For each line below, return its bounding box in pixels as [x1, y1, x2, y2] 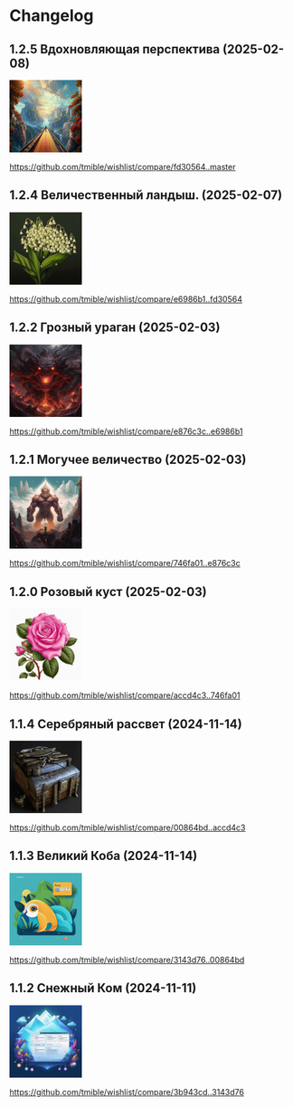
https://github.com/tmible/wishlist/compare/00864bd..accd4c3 [9, 822, 246, 833]
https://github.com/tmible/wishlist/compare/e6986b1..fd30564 [9, 293, 242, 304]
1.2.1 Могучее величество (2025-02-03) [9, 452, 247, 468]
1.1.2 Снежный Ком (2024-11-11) [9, 980, 197, 996]
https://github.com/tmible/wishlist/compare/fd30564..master [9, 162, 236, 172]
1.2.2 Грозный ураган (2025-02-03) [9, 320, 221, 336]
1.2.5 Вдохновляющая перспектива [9, 42, 221, 57]
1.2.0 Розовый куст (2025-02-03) [9, 584, 207, 600]
